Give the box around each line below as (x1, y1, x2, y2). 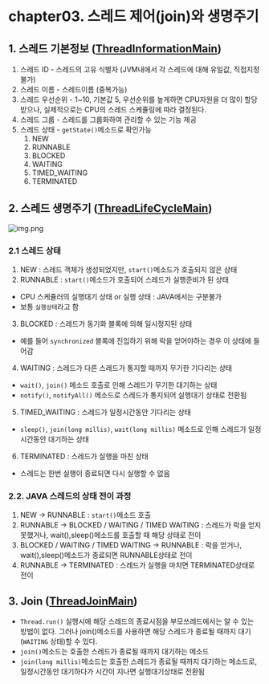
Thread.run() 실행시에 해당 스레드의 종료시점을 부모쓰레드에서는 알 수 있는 (19, 617, 255, 626)
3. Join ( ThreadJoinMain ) (8, 594, 138, 608)
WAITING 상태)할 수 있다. (22, 637, 98, 646)
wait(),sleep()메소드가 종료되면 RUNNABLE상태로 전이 (19, 551, 193, 560)
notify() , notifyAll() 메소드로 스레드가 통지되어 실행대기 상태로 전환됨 (19, 390, 247, 400)
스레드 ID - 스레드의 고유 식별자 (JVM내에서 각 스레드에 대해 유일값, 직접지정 (19, 65, 260, 74)
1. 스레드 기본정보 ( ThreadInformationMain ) (8, 42, 222, 55)
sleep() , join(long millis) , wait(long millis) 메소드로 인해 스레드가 (19, 425, 247, 434)
